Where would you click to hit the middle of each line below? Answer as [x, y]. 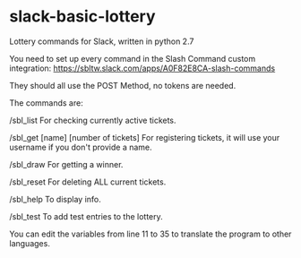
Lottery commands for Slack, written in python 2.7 [102, 41]
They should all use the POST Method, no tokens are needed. [123, 85]
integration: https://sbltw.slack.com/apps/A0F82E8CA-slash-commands [142, 68]
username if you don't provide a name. [81, 147]
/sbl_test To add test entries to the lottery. [86, 216]
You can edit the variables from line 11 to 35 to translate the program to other [150, 234]
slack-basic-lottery [82, 17]
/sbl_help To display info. [55, 199]
